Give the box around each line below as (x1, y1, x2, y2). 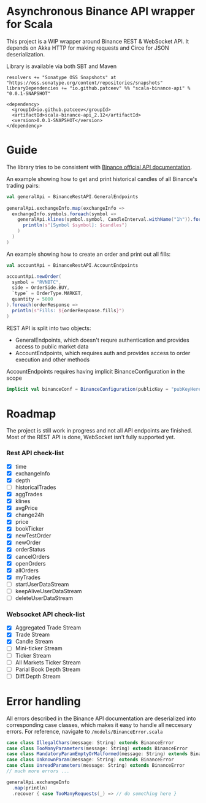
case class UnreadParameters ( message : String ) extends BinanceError (6, 763, 185, 769)
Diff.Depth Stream (15, 672, 61, 680)
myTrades (15, 574, 41, 581)
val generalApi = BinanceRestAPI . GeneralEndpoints (6, 193, 139, 200)
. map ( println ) (12, 785, 48, 791)
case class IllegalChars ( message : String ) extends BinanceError (6, 739, 174, 746)
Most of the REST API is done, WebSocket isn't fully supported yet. (6, 434, 176, 441)
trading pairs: (6, 182, 40, 189)
